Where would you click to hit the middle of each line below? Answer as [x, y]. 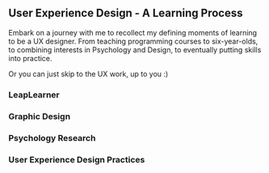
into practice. [30, 58]
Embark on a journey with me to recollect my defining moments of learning [132, 32]
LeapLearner [34, 94]
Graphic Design [40, 116]
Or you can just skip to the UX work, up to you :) [88, 74]
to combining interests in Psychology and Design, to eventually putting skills [135, 49]
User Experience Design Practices [77, 159]
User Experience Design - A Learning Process [126, 13]
